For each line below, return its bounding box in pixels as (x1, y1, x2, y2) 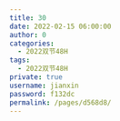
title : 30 (9, 13, 47, 23)
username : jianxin (9, 81, 79, 90)
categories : (9, 38, 55, 48)
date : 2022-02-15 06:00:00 (9, 22, 112, 31)
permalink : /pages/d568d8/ (9, 97, 112, 107)
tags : (9, 55, 30, 65)
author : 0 (9, 30, 47, 39)
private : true (9, 73, 64, 82)
